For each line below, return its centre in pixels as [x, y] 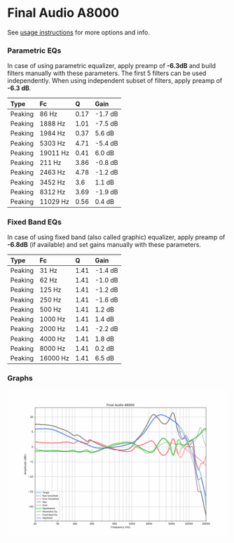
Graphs [20, 378]
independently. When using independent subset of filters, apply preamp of [115, 81]
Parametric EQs [34, 51]
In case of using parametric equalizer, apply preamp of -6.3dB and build [111, 66]
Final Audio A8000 [63, 13]
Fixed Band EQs [34, 222]
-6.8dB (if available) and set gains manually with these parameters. [104, 245]
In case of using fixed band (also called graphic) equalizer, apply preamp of [116, 237]
